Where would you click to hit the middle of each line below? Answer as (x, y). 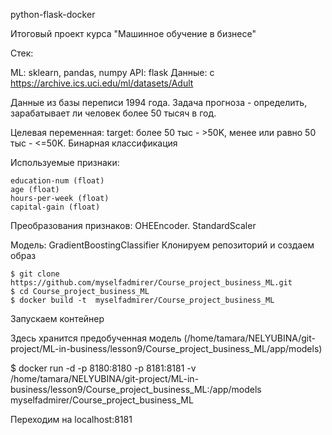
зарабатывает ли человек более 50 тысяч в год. (113, 113)
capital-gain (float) (55, 207)
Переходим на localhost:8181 (71, 419)
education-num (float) (57, 181)
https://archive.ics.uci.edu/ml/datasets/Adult (102, 83)
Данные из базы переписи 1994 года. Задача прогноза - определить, (159, 102)
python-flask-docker (53, 14)
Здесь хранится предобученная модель (96, 338)
